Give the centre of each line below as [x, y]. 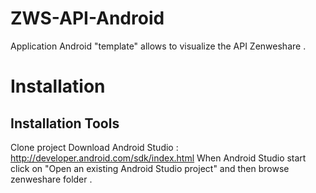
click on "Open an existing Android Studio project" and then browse [150, 168]
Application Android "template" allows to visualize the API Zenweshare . [158, 46]
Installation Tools [65, 123]
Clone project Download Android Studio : [94, 147]
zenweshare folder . [51, 179]
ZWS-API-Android [87, 18]
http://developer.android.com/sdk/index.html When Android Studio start [158, 158]
